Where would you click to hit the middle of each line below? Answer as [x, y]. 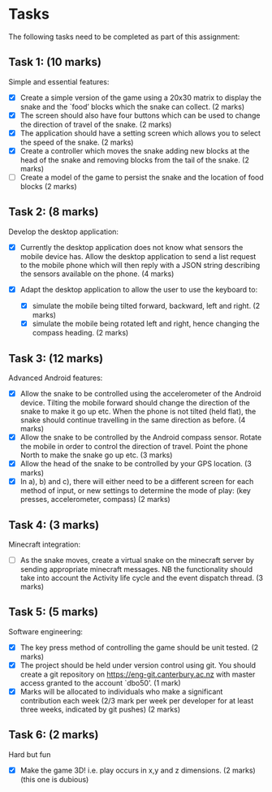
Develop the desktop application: [64, 232]
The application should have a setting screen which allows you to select [140, 133]
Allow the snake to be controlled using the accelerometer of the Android [140, 393]
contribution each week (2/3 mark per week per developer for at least [137, 701]
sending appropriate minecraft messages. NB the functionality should [136, 569]
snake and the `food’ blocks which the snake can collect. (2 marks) [132, 106]
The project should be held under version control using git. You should [138, 665]
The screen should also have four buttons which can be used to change [140, 115]
